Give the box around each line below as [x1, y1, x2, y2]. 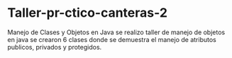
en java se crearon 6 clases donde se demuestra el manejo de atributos [7, 35, 216, 43]
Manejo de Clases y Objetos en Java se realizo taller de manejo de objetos [7, 28, 226, 36]
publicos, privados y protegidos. [7, 43, 102, 51]
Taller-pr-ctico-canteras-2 [7, 5, 168, 21]
